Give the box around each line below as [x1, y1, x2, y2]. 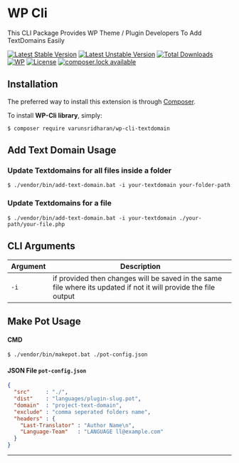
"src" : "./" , [14, 389, 69, 396]
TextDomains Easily [7, 36, 65, 44]
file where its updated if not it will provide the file [53, 282, 216, 292]
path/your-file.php [7, 220, 65, 228]
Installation [7, 78, 58, 91]
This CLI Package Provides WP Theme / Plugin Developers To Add [7, 29, 202, 37]
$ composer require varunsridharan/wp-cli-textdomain [7, 125, 171, 132]
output [53, 291, 75, 301]
